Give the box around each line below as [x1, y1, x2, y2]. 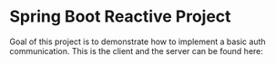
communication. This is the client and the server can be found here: [9, 45, 264, 56]
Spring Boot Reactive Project [9, 6, 231, 27]
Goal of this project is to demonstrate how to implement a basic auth [9, 36, 266, 47]
